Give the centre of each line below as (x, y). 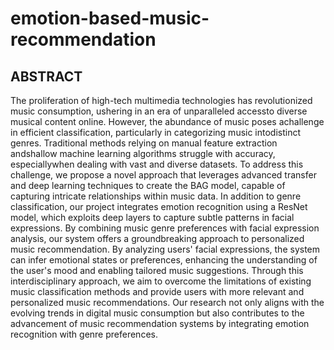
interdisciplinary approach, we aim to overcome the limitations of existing (161, 281)
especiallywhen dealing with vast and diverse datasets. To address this (157, 164)
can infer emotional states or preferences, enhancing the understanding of (164, 260)
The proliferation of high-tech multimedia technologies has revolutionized (161, 100)
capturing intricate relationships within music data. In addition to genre (156, 196)
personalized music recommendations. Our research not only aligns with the (167, 302)
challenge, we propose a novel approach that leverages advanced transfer (163, 175)
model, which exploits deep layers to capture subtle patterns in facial (152, 217)
